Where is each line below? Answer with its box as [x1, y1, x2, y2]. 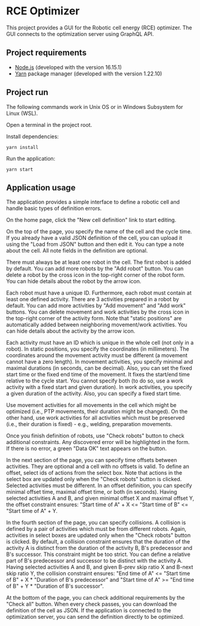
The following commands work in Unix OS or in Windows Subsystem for [6, 103, 183, 110]
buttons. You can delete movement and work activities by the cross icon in [6, 308, 190, 315]
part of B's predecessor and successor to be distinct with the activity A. [6, 557, 183, 564]
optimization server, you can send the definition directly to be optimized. [6, 613, 184, 621]
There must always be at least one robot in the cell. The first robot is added [6, 259, 191, 266]
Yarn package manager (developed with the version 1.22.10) [14, 70, 162, 77]
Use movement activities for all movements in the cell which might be [6, 402, 177, 409]
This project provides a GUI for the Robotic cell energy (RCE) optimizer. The [6, 24, 192, 31]
